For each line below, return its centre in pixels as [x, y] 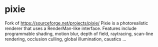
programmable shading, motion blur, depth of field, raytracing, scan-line [79, 33]
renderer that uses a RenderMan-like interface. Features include [71, 28]
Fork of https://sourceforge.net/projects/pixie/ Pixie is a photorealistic [76, 23]
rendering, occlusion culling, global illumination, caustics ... [65, 39]
